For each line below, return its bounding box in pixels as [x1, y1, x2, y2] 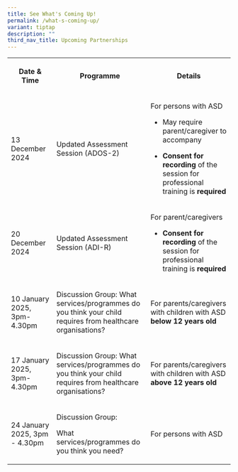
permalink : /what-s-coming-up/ [7, 17, 100, 24]
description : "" [7, 30, 55, 38]
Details [176, 71, 201, 81]
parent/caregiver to [162, 126, 227, 136]
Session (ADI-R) [56, 242, 112, 252]
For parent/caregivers [150, 213, 223, 222]
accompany [162, 135, 202, 145]
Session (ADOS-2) [56, 149, 120, 159]
